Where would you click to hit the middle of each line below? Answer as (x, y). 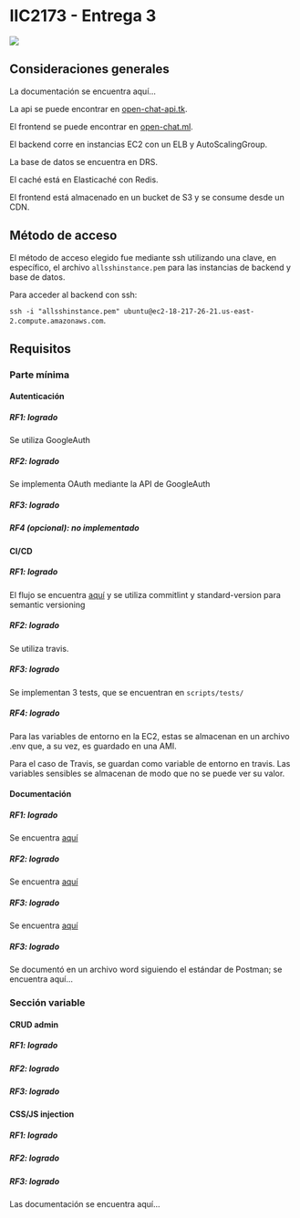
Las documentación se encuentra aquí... (85, 1204)
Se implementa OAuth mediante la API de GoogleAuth (110, 484)
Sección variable (47, 1003)
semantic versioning (47, 604)
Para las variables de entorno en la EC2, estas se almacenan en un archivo (150, 736)
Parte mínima (40, 375)
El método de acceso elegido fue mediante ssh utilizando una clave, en (143, 257)
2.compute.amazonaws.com (57, 321)
